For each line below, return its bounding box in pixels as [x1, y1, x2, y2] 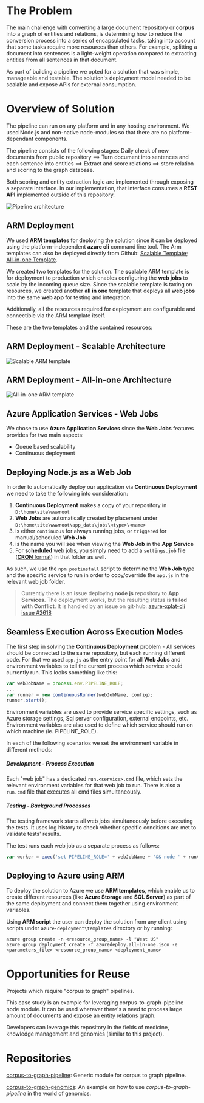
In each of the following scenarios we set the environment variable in [6, 739, 179, 747]
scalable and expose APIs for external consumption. [6, 80, 137, 88]
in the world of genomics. [27, 1090, 92, 1097]
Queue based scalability [15, 443, 76, 451]
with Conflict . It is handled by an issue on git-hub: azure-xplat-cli [21, 603, 185, 610]
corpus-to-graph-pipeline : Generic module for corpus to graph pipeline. [6, 1071, 186, 1079]
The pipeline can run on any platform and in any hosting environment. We [6, 122, 190, 130]
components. [34, 135, 68, 142]
